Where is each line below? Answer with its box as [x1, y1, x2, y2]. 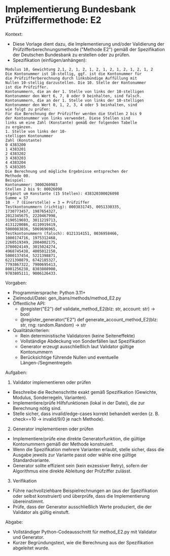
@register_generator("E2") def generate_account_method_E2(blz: [20, 316, 158, 322]
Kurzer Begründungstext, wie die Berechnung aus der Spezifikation [12, 539, 154, 545]
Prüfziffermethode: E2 [5, 14, 101, 26]
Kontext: [5, 31, 23, 37]
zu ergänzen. [5, 124, 33, 130]
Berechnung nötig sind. [12, 405, 62, 411]
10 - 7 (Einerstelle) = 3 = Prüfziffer [5, 200, 90, 205]
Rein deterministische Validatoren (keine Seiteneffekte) [20, 332, 135, 339]
